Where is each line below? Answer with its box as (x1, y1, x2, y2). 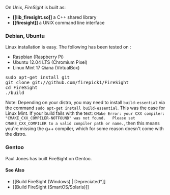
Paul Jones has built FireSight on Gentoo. (5, 155, 92, 161)
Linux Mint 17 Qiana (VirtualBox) (12, 65, 80, 71)
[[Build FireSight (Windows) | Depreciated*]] (12, 178, 106, 184)
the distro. (5, 131, 27, 137)
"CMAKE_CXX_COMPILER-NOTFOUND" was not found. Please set (5, 116, 136, 121)
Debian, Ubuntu (5, 32, 45, 39)
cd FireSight (5, 85, 38, 91)
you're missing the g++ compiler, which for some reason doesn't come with (5, 126, 164, 132)
